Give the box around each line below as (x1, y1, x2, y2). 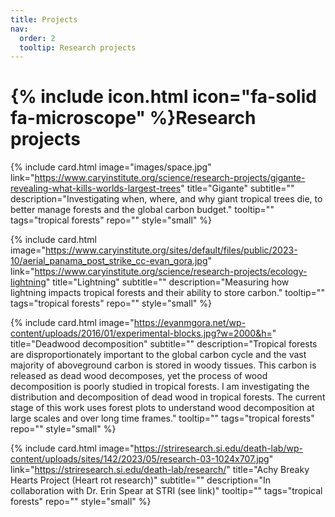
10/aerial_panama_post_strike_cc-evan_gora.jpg (10, 255, 208, 267)
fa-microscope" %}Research (10, 107, 257, 130)
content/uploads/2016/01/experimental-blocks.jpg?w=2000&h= (10, 327, 273, 340)
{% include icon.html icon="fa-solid (10, 86, 317, 108)
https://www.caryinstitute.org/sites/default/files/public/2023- (45, 244, 298, 256)
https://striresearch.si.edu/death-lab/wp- (133, 442, 303, 455)
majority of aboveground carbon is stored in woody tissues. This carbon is (10, 359, 317, 371)
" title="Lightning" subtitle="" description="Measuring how (45, 276, 290, 288)
